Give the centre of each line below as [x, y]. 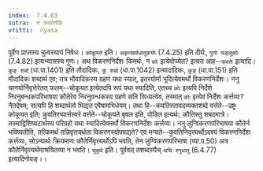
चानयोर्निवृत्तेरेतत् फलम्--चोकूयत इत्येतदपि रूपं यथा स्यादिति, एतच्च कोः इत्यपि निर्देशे [110, 88]
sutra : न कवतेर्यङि [35, 23]
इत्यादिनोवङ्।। [28, 159]
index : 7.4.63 [33, 15]
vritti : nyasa [33, 30]
